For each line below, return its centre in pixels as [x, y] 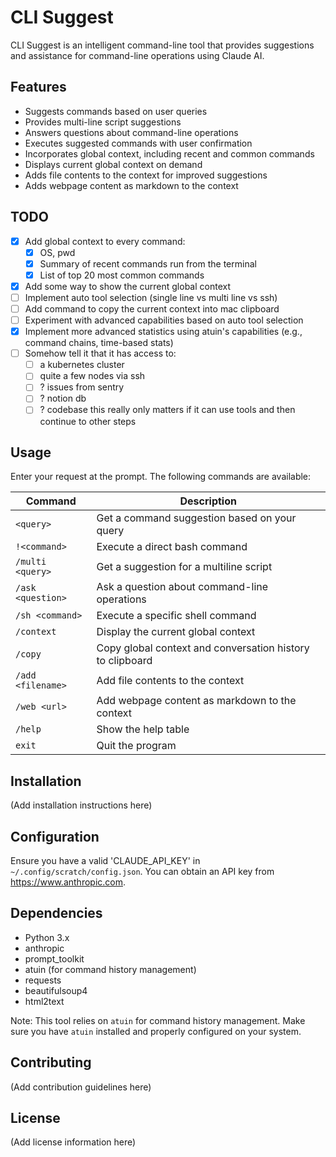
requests [43, 980]
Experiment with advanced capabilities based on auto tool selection [164, 320]
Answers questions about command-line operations [131, 132]
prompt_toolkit [54, 958]
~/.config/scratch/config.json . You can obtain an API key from [142, 871]
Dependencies [56, 913]
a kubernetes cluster [82, 365]
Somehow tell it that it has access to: [100, 353]
